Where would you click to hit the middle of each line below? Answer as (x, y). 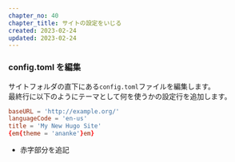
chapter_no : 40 (34, 16)
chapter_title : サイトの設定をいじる (65, 23)
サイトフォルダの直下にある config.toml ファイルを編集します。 (112, 86)
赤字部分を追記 (44, 150)
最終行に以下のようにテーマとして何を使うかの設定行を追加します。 (120, 96)
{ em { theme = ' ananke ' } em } (51, 134)
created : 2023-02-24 (43, 30)
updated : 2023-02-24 (43, 38)
